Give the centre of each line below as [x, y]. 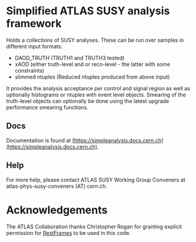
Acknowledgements [57, 210]
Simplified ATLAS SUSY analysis [88, 11]
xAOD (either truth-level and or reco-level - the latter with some [92, 64]
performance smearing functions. [47, 107]
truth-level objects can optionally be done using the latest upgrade [88, 101]
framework [34, 23]
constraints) [29, 70]
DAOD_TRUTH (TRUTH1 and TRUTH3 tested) [69, 58]
